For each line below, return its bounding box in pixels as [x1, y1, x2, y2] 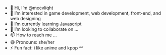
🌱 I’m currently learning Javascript [10, 21, 82, 27]
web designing [10, 16, 41, 21]
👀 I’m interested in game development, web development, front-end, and [10, 10, 161, 16]
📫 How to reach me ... [10, 32, 57, 38]
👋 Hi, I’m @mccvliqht [10, 5, 53, 11]
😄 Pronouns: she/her [10, 39, 54, 45]
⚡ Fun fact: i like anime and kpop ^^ [10, 45, 83, 50]
